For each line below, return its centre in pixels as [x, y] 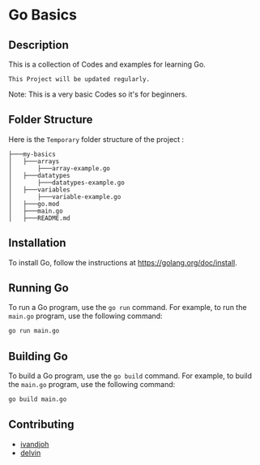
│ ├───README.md [39, 218]
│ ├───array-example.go [60, 168]
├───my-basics [32, 154]
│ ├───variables [39, 189]
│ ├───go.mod [34, 204]
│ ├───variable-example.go [65, 196]
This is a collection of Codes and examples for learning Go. [107, 64]
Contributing [41, 425]
